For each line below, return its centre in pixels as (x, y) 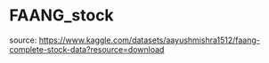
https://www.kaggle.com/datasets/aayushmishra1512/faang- (149, 40)
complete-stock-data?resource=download (87, 49)
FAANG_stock (61, 16)
